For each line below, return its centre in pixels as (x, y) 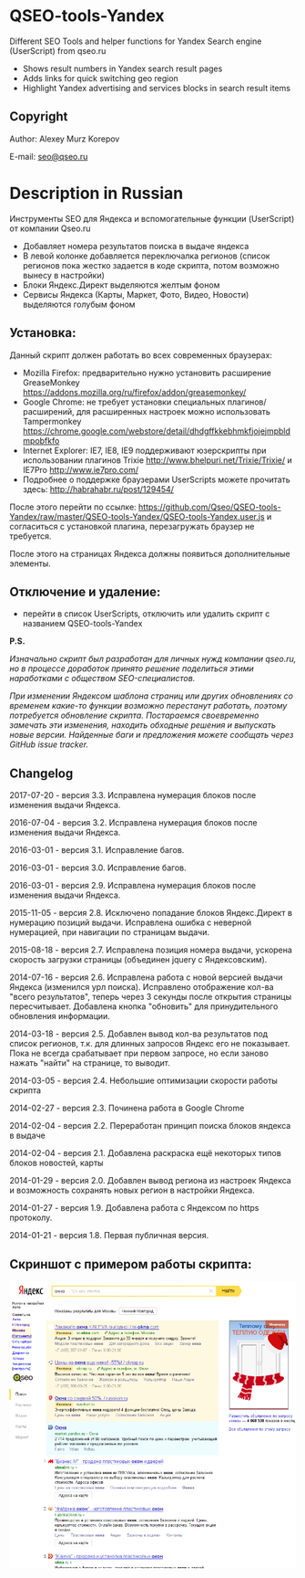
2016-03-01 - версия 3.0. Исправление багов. (98, 868)
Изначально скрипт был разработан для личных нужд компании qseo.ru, (153, 659)
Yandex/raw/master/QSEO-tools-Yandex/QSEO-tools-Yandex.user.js (137, 516)
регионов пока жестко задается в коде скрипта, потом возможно (151, 265)
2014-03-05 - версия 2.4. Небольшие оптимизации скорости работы (143, 1081)
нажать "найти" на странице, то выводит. (90, 1063)
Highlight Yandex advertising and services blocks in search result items (157, 88)
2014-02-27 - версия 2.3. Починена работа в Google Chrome (127, 1108)
